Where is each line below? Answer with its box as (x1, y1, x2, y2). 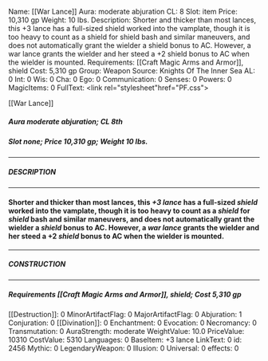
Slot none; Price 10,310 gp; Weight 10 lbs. (8, 136, 148, 146)
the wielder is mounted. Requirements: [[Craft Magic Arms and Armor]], (8, 57, 244, 67)
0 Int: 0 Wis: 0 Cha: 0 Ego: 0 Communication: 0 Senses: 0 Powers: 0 (8, 75, 233, 84)
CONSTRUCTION (8, 259, 66, 269)
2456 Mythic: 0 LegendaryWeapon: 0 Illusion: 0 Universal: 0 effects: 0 (8, 343, 239, 353)
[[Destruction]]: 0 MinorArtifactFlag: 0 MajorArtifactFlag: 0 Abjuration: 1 (8, 310, 242, 320)
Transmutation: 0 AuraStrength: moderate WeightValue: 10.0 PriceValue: (8, 327, 245, 336)
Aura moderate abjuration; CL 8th (8, 116, 124, 126)
